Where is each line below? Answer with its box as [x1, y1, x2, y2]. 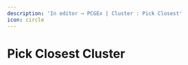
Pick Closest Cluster [7, 46, 126, 62]
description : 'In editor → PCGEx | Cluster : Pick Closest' [7, 10, 183, 17]
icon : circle [7, 16, 45, 23]
